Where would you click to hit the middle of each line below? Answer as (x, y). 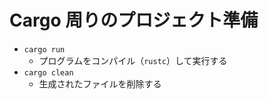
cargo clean (48, 72)
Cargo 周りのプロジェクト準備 (134, 20)
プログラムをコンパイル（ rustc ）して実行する (133, 60)
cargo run (44, 49)
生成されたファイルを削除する (100, 83)
